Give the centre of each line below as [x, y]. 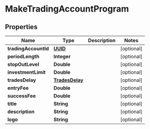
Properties [21, 27]
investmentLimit [27, 72]
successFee [22, 96]
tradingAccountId [28, 48]
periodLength [23, 56]
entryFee [18, 88]
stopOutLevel [23, 64]
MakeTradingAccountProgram [67, 9]
